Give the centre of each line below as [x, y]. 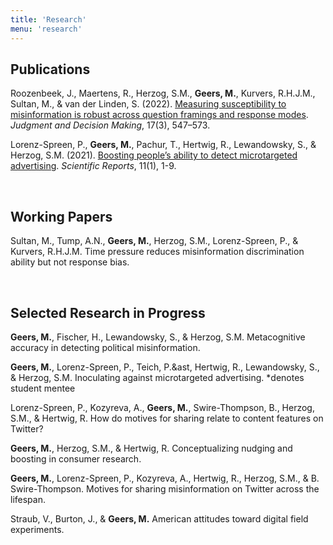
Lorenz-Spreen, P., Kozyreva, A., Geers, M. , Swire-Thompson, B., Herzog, [162, 407]
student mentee [43, 388]
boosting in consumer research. [76, 458]
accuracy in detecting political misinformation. [105, 347]
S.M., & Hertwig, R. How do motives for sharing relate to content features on [167, 418]
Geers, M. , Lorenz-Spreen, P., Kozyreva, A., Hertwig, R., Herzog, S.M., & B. [165, 478]
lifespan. [28, 499]
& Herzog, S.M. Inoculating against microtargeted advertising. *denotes [157, 377]
